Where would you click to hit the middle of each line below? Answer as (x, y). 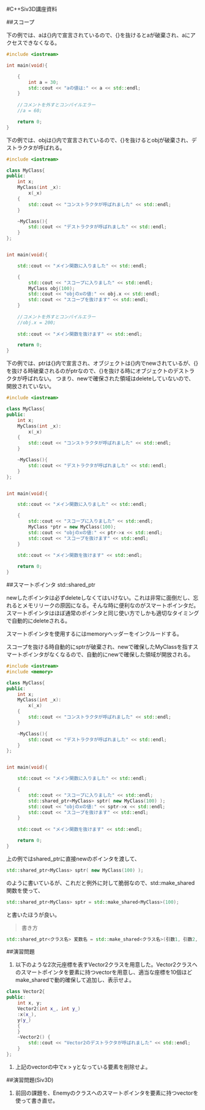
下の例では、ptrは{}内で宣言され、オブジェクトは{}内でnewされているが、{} (102, 363)
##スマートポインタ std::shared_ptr (51, 585)
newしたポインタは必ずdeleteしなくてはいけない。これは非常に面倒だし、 (100, 598)
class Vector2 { (26, 992)
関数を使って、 (25, 890)
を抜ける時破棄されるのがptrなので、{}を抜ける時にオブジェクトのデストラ (100, 371)
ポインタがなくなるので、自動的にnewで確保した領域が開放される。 (108, 654)
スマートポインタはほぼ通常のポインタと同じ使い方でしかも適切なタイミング (103, 613)
